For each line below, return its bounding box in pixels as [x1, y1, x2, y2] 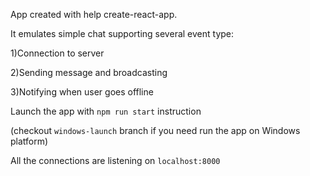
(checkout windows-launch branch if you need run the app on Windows [10, 125, 301, 136]
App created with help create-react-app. [10, 9, 178, 20]
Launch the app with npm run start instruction [10, 105, 202, 117]
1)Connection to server [10, 47, 105, 59]
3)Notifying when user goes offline [10, 86, 154, 98]
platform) [10, 135, 49, 147]
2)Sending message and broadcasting [10, 67, 168, 78]
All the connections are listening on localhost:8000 [10, 155, 221, 166]
